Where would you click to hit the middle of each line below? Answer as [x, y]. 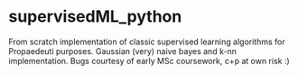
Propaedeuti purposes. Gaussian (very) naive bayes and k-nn [122, 51]
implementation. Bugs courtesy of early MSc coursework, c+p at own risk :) [149, 61]
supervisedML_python [95, 17]
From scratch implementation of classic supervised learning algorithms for [147, 42]
